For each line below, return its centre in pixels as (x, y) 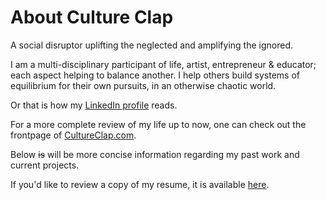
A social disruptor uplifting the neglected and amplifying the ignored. (151, 45)
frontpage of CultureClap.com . (73, 135)
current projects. (45, 165)
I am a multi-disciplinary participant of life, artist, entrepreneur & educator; (163, 64)
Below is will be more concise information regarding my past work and (155, 154)
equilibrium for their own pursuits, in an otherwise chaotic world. (143, 85)
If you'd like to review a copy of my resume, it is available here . (140, 184)
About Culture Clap (92, 17)
